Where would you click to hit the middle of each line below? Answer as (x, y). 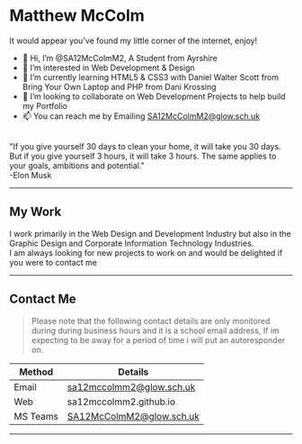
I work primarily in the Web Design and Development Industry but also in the (151, 233)
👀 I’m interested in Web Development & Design (108, 68)
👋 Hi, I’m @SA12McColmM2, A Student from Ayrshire (120, 58)
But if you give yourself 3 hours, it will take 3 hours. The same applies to (143, 156)
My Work (36, 212)
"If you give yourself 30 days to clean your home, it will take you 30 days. (145, 146)
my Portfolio (44, 105)
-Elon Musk (31, 175)
